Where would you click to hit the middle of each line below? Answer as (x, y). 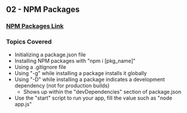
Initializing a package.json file (50, 54)
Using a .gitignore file (40, 67)
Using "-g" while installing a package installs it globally (81, 73)
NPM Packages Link (35, 26)
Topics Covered (29, 42)
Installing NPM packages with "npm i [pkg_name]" (75, 61)
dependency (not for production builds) (62, 85)
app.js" (23, 104)
